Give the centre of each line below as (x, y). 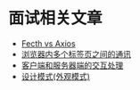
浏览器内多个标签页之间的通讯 (76, 53)
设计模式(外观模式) (56, 76)
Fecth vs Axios (49, 43)
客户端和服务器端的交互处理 (72, 65)
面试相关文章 (56, 18)
